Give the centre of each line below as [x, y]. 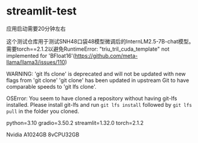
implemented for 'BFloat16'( [41, 56]
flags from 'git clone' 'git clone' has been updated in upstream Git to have [98, 80]
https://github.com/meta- [106, 56]
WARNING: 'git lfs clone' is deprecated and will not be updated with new [96, 74]
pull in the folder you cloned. [43, 111]
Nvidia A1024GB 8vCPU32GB [43, 135]
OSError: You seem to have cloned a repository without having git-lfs [92, 98]
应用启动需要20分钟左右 [36, 28]
